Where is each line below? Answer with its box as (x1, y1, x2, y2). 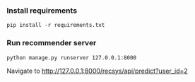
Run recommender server (6, 38, 97, 48)
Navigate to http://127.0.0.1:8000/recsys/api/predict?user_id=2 (6, 66, 188, 75)
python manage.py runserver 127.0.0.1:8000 (6, 54, 137, 61)
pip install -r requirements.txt (6, 22, 105, 29)
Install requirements (6, 6, 78, 16)
